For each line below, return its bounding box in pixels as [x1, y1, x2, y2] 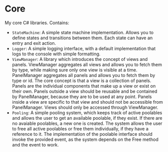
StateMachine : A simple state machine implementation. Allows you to [12, 29, 154, 35]
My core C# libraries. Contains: [5, 20, 69, 26]
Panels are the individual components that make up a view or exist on [12, 83, 156, 89]
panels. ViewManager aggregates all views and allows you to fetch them [12, 61, 162, 67]
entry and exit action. [12, 40, 56, 46]
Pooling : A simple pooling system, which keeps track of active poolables [12, 109, 162, 116]
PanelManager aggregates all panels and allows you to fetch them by [12, 72, 155, 78]
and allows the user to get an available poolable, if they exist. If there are [12, 115, 162, 121]
